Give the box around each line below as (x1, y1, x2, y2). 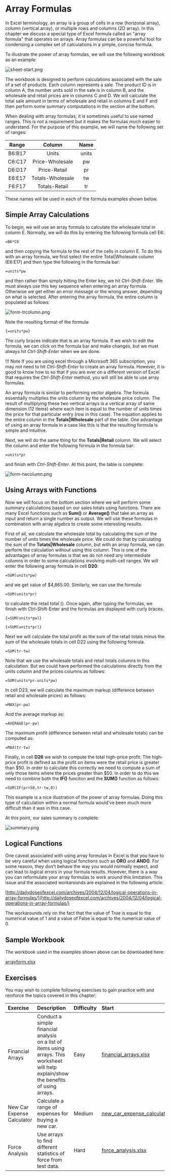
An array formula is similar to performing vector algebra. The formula (5, 389, 149, 396)
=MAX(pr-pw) (5, 702, 30, 707)
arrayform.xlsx (5, 959, 36, 965)
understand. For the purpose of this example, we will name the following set (5, 124, 163, 130)
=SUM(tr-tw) (5, 648, 30, 653)
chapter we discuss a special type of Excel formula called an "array (5, 30, 146, 37)
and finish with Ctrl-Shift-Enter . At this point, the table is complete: (5, 461, 144, 467)
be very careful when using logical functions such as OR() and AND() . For (5, 858, 159, 864)
